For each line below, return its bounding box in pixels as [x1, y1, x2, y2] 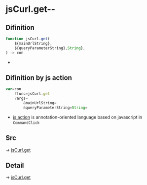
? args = [14, 96, 28, 101]
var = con [5, 87, 22, 92]
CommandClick [12, 120, 40, 125]
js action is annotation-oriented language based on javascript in [12, 114, 143, 120]
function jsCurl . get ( [5, 36, 50, 41]
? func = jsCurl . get [14, 91, 50, 96]
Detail [5, 161, 24, 170]
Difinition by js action [5, 73, 72, 82]
